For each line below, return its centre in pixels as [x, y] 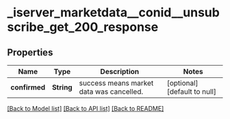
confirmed [28, 87]
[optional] [182, 83]
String [62, 87]
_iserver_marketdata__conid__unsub [114, 13]
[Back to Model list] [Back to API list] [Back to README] [86, 108]
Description [120, 71]
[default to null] [192, 92]
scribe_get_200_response [83, 27]
